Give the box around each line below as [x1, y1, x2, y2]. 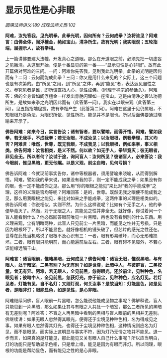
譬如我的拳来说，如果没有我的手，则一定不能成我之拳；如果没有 [26, 177, 158, 182]
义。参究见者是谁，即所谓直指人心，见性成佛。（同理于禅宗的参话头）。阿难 [5, 87, 158, 93]
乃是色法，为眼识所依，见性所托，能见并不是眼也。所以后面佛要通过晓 [18, 112, 162, 118]
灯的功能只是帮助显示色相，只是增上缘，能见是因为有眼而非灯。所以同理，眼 [5, 341, 162, 347]
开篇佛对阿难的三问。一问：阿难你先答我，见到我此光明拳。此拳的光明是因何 [5, 68, 162, 74]
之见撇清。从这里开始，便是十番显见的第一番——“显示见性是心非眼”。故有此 [5, 62, 162, 68]
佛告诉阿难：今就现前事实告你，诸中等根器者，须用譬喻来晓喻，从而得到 [5, 170, 153, 176]
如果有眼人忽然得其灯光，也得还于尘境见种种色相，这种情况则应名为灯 [13, 322, 158, 328]
